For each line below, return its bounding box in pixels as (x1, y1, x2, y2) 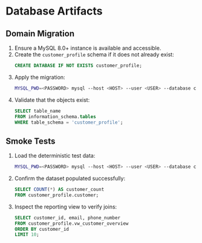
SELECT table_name (14, 108, 61, 114)
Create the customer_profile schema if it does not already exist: (14, 51, 174, 58)
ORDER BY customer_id (14, 226, 69, 232)
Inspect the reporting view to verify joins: (14, 203, 117, 210)
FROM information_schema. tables (14, 113, 96, 119)
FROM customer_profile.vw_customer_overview (14, 220, 129, 227)
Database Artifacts (5, 4, 103, 18)
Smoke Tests (5, 136, 56, 146)
